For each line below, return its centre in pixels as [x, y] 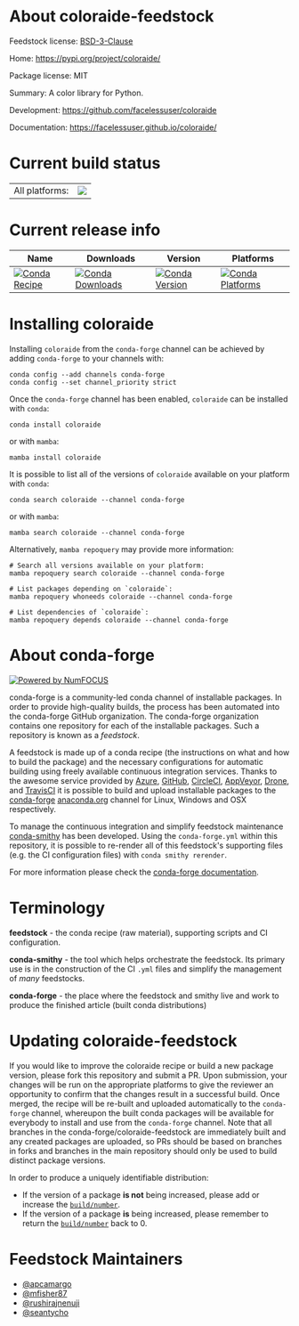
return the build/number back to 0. [85, 1223]
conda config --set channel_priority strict [93, 382]
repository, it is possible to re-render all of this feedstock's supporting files [146, 845]
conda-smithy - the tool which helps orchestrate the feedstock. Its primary [147, 959]
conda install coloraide [55, 425]
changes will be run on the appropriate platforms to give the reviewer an [141, 1085]
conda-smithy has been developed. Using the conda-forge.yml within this [144, 835]
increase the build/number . [71, 1204]
